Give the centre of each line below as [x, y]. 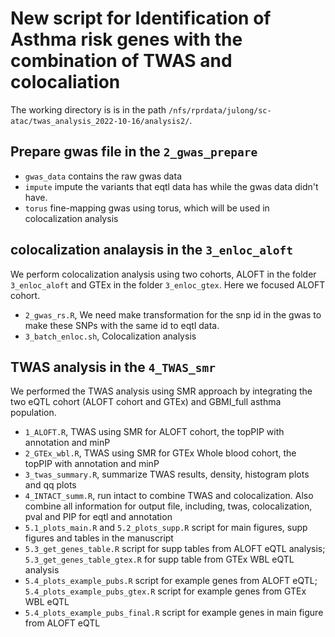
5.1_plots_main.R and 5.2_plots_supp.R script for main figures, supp [166, 528]
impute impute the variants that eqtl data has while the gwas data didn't [171, 186]
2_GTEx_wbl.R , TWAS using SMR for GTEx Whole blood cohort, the [160, 453]
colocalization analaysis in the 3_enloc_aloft [151, 250]
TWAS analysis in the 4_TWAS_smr [113, 367]
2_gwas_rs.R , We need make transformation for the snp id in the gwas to [173, 314]
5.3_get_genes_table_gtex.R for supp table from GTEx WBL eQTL [159, 559]
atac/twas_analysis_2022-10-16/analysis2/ [100, 121]
